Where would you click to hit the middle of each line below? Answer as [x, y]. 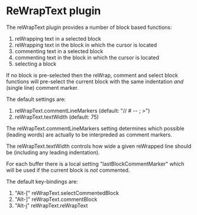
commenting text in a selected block [59, 51]
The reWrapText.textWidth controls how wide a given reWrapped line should [99, 146]
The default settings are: [36, 99]
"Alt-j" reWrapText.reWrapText [51, 206]
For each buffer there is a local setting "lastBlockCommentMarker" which [95, 164]
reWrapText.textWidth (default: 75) [57, 117]
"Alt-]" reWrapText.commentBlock [56, 199]
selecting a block [35, 64]
